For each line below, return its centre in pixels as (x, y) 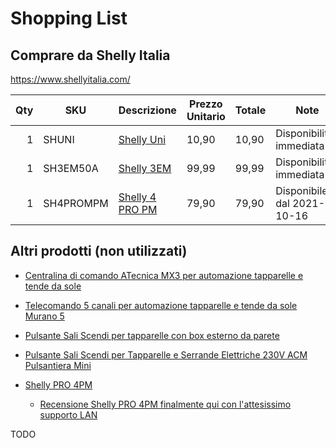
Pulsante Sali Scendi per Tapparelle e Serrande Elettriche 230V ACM (166, 354)
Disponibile (301, 190)
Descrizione (147, 110)
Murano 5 (44, 316)
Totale (250, 110)
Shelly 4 (137, 197)
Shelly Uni (142, 139)
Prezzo (206, 104)
